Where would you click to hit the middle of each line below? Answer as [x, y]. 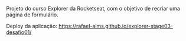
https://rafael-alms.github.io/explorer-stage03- [116, 26]
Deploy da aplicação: [32, 26]
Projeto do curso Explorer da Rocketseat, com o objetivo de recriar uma [93, 8]
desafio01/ [19, 32]
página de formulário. [32, 15]
